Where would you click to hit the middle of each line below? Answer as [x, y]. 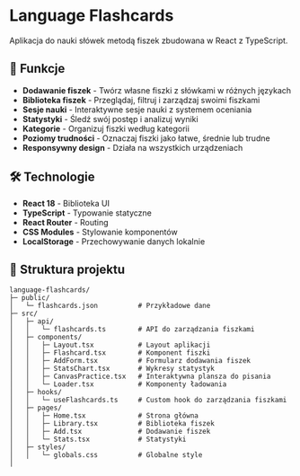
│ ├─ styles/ [38, 447]
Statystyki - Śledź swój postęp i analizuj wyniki [110, 119]
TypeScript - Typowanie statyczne [87, 213]
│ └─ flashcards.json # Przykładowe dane [110, 306]
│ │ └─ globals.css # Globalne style [106, 455]
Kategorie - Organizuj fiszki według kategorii [106, 128]
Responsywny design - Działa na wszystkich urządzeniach [132, 147]
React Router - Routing [66, 222]
